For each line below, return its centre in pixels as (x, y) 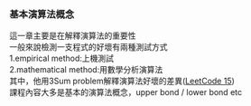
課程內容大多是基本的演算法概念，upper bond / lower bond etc (125, 92)
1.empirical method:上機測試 (62, 58)
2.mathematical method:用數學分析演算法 (86, 70)
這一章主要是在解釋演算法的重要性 (73, 36)
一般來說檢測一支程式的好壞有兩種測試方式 (88, 47)
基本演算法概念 (42, 14)
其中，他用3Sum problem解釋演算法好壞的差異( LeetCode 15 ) (122, 81)
